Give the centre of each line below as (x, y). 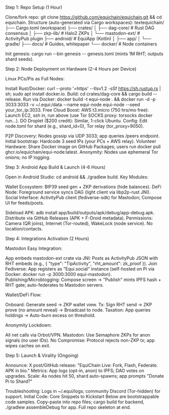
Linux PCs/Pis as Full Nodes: (35, 79)
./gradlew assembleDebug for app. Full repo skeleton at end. (68, 407)
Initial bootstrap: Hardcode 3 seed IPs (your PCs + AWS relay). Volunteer (81, 141)
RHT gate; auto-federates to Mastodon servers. (54, 285)
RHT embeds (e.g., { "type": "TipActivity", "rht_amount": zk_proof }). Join (81, 263)
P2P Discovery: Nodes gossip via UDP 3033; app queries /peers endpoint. (82, 136)
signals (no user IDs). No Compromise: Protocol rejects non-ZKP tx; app (80, 340)
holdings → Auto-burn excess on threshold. (50, 315)
